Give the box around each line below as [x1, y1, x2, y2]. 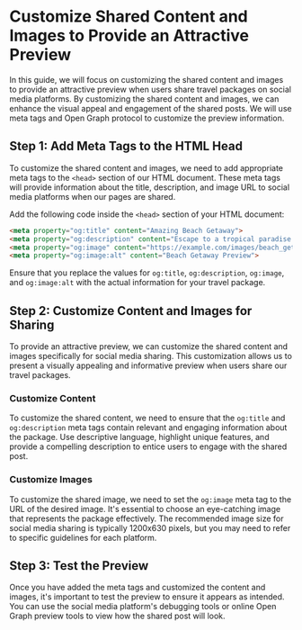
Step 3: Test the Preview [9, 558, 149, 573]
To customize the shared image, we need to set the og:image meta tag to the [9, 493, 292, 505]
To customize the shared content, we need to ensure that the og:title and [9, 412, 286, 424]
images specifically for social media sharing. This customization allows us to [9, 351, 292, 362]
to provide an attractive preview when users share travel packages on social [9, 84, 292, 94]
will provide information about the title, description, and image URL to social [9, 182, 290, 193]
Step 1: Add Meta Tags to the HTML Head [9, 139, 243, 154]
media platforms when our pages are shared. [9, 191, 176, 202]
